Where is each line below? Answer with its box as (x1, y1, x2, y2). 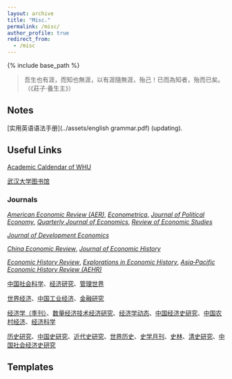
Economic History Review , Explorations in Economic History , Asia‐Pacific (7, 257, 215, 266)
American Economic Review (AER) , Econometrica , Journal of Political (7, 210, 205, 219)
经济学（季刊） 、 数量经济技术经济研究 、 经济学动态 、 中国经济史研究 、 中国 (7, 308, 216, 317)
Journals (7, 194, 38, 204)
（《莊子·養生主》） (23, 84, 75, 92)
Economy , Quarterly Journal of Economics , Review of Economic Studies (7, 217, 213, 225)
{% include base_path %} (7, 62, 80, 69)
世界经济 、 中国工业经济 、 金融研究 (7, 294, 104, 302)
